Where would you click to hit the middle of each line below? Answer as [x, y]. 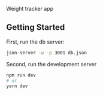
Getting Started [36, 27]
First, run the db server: [35, 42]
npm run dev [21, 75]
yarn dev [17, 86]
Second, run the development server [51, 64]
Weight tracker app [30, 9]
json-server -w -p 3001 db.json [46, 53]
